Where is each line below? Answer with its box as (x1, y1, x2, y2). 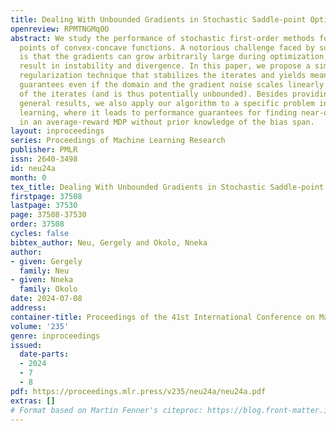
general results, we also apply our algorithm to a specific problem (19, 98, 315, 108)
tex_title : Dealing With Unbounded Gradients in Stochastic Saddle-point (10, 182, 325, 192)
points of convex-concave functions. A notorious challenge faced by (19, 42, 315, 53)
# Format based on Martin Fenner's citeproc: (10, 405, 203, 415)
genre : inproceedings (10, 331, 101, 341)
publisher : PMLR (10, 145, 78, 155)
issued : (10, 340, 43, 350)
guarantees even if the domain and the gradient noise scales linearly (19, 80, 325, 90)
